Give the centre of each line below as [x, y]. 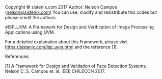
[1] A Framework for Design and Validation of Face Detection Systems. [76, 66]
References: [17, 56]
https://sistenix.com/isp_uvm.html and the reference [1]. [62, 47]
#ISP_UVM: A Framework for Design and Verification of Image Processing [80, 27]
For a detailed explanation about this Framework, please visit [67, 42]
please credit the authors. [31, 17]
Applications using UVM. [30, 32]
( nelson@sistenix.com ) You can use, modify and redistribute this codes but [81, 12]
